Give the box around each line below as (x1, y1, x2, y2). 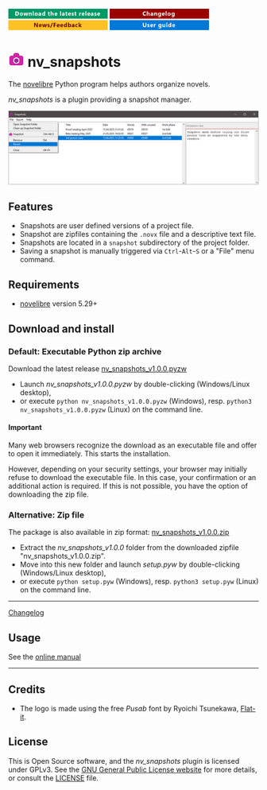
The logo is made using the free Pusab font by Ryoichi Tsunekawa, (19, 704, 239, 714)
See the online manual (8, 653, 81, 662)
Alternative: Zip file (8, 509, 85, 521)
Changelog (8, 608, 44, 618)
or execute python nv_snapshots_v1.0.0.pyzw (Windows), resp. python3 (19, 396, 252, 405)
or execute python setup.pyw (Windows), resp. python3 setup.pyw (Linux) (19, 577, 259, 587)
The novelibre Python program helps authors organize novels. (8, 79, 211, 88)
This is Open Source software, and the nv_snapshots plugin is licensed (8, 756, 240, 765)
